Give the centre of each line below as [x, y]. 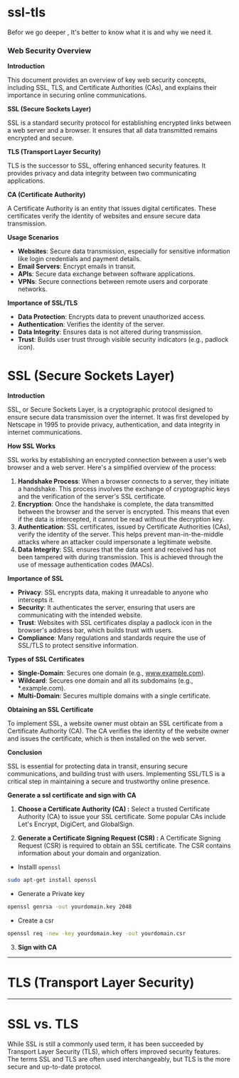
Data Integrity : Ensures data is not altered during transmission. [110, 332]
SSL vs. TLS [43, 1024]
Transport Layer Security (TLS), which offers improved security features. [114, 1051]
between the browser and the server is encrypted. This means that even [123, 512]
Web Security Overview [49, 51]
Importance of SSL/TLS [43, 303]
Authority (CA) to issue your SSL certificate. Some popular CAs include [122, 817]
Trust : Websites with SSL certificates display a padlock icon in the [115, 623]
